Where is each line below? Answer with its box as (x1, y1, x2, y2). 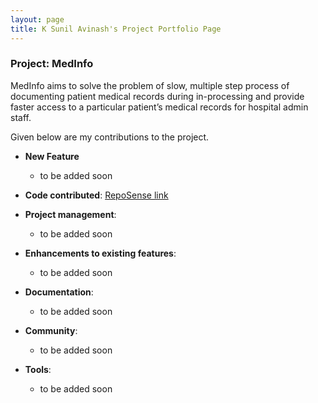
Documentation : (24, 286, 94, 298)
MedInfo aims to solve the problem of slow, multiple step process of (10, 79, 290, 91)
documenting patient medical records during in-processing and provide (10, 90, 305, 102)
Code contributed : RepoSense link (24, 189, 169, 201)
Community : (24, 324, 78, 336)
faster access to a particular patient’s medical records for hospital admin (10, 101, 309, 113)
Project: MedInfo (10, 57, 94, 71)
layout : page (10, 14, 65, 25)
